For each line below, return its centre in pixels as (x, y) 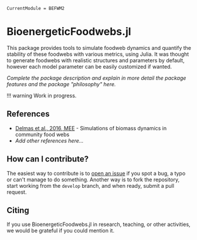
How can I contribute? (48, 159)
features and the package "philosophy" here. (61, 84)
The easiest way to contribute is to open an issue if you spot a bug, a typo (96, 173)
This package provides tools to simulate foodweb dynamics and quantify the (99, 48)
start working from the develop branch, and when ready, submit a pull (91, 185)
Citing (18, 210)
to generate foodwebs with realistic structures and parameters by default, (96, 60)
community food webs (42, 134)
